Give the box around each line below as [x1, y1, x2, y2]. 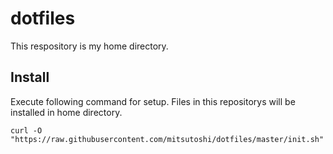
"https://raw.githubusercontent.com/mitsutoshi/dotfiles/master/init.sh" [10, 134, 325, 144]
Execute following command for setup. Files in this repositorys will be [10, 95, 296, 107]
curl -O [10, 125, 43, 136]
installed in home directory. [10, 106, 123, 118]
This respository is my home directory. [10, 40, 169, 52]
